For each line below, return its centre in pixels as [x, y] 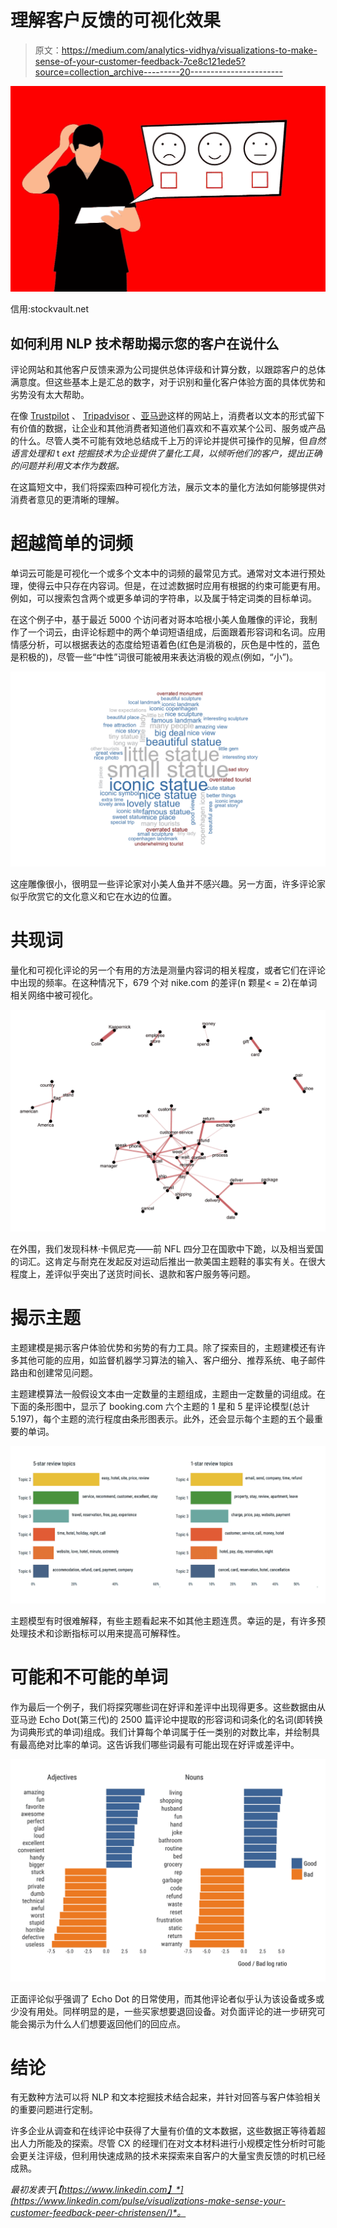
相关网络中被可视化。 [54, 995]
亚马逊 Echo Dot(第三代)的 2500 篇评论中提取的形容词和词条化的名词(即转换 [166, 1720]
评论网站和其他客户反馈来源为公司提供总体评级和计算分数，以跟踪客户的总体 [168, 370]
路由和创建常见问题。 [54, 1373]
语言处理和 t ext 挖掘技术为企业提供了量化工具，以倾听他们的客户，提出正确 [166, 453]
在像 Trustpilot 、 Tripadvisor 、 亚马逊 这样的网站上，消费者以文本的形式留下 [167, 416]
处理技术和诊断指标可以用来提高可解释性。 [98, 1633]
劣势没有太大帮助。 [50, 395]
